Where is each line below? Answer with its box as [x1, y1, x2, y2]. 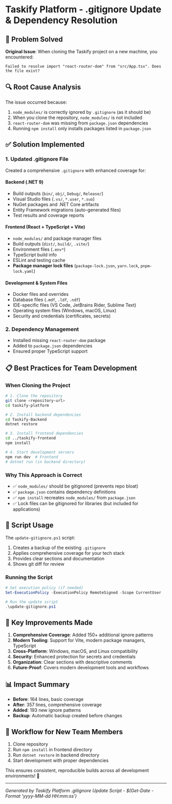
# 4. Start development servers [5, 450, 74, 455]
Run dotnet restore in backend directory [12, 752, 100, 758]
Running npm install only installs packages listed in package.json [12, 125, 152, 131]
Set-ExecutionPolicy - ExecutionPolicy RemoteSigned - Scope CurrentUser [5, 590, 161, 595]
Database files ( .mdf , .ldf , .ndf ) [12, 296, 80, 303]
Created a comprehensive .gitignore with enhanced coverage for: [5, 167, 146, 173]
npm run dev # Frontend [5, 454, 58, 459]
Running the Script [5, 573, 53, 580]
